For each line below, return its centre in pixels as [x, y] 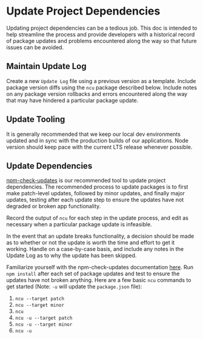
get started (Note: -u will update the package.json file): [74, 287]
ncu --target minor [40, 305]
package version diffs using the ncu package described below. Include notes [101, 87]
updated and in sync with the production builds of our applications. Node [98, 140]
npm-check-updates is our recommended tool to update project [86, 181]
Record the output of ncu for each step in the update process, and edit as [98, 218]
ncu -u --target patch [44, 318]
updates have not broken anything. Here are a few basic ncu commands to [99, 280]
